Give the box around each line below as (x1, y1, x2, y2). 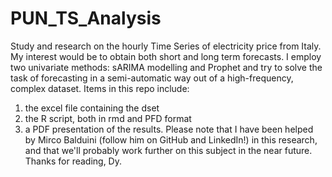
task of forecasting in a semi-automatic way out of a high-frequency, (10, 72, 294, 84)
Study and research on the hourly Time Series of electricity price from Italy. (10, 40, 322, 52)
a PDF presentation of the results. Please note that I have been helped (24, 123, 314, 135)
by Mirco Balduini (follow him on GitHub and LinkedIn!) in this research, (24, 133, 318, 146)
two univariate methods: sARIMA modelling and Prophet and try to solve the (10, 61, 323, 73)
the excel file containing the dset (24, 102, 160, 114)
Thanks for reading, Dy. (24, 155, 123, 167)
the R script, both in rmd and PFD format (24, 112, 192, 124)
